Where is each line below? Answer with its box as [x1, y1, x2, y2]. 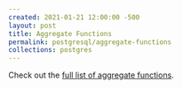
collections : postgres [8, 46, 92, 55]
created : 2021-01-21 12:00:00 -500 [8, 12, 140, 22]
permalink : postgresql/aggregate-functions [8, 37, 172, 47]
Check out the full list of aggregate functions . [8, 70, 174, 80]
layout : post [8, 21, 57, 30]
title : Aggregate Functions [8, 29, 113, 38]
